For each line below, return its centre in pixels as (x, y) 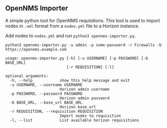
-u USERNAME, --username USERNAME (46, 85)
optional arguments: (27, 76)
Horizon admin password (85, 98)
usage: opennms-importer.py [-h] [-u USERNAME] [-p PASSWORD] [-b (77, 58)
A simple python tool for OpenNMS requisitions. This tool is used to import (83, 20)
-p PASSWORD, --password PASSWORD (46, 94)
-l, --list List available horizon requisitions (74, 120)
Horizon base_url (78, 107)
